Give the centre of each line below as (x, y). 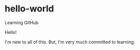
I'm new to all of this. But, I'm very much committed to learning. (70, 42)
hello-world (29, 9)
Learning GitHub (21, 22)
